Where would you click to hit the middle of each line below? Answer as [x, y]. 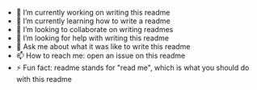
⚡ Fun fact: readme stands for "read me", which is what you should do [133, 67]
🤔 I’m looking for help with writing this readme [93, 38]
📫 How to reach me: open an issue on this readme [101, 55]
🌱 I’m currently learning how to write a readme [93, 21]
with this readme [44, 79]
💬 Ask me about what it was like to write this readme [103, 47]
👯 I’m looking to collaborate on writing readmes [95, 29]
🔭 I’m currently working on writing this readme [93, 12]
